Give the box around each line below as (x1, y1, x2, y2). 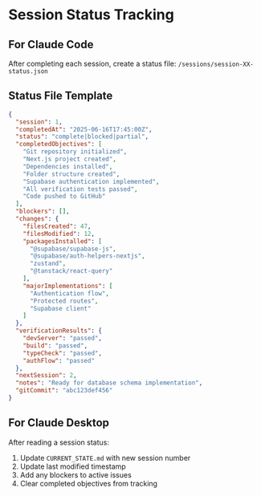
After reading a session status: (8, 437, 110, 447)
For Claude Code (8, 38, 94, 51)
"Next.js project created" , (22, 155, 116, 164)
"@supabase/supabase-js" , (29, 245, 116, 253)
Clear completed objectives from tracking (19, 478, 158, 488)
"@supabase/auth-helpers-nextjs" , (29, 252, 146, 260)
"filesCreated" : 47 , (22, 222, 92, 230)
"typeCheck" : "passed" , (22, 349, 103, 357)
